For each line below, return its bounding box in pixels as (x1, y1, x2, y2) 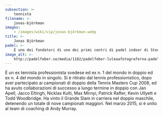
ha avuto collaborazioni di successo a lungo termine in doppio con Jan (5, 85, 147, 91)
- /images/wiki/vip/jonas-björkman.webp (14, 29, 97, 34)
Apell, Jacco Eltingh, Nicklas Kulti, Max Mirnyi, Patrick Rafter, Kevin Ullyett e (5, 90, 157, 96)
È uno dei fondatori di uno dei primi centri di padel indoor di (14, 47, 149, 52)
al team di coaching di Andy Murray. (5, 106, 78, 112)
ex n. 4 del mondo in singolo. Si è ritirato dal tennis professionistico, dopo (5, 75, 152, 81)
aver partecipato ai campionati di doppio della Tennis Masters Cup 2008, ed (5, 80, 157, 86)
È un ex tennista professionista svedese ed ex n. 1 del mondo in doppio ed (5, 70, 153, 75)
